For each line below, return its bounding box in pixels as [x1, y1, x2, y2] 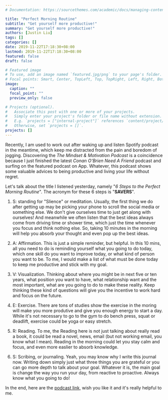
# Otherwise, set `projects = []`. [5, 123, 84, 128]
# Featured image [5, 67, 41, 73]
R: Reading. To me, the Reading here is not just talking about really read [12, 328, 160, 334]
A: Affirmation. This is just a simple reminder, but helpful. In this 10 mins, [12, 240, 161, 246]
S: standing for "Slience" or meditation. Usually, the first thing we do [12, 198, 153, 204]
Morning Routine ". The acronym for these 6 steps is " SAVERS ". [5, 189, 135, 195]
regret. [5, 174, 19, 180]
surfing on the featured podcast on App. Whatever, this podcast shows [5, 163, 151, 169]
